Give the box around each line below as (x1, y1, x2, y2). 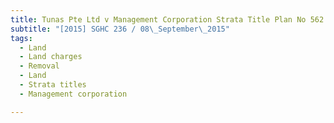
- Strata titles (19, 80, 87, 90)
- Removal (19, 61, 60, 71)
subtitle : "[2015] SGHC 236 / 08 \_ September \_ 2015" (10, 24, 230, 34)
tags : (10, 33, 33, 43)
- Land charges (19, 52, 83, 62)
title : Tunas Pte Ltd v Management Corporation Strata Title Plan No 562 (10, 14, 325, 25)
